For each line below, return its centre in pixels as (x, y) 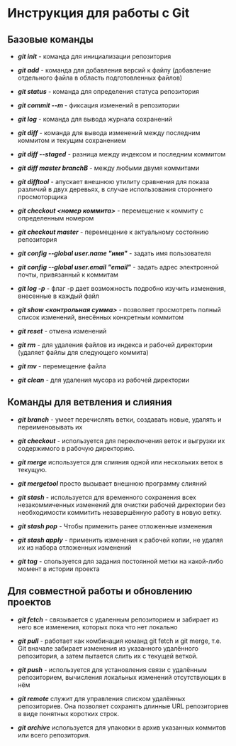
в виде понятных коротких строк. (68, 713)
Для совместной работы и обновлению (100, 591)
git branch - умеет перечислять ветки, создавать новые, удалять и (119, 419)
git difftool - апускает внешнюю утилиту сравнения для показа (113, 182)
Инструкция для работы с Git (99, 13)
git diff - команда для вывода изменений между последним (109, 133)
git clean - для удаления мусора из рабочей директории (103, 380)
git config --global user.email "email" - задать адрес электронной (118, 267)
